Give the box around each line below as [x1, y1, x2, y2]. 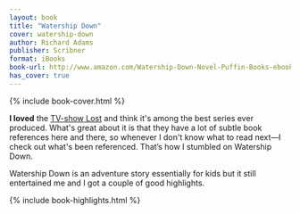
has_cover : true [9, 71, 70, 80]
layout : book [9, 12, 58, 22]
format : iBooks [9, 54, 66, 63]
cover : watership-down [9, 29, 94, 38]
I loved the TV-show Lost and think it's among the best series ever [9, 112, 254, 123]
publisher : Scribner [9, 46, 87, 55]
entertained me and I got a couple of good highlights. [9, 177, 205, 188]
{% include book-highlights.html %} [9, 194, 141, 205]
